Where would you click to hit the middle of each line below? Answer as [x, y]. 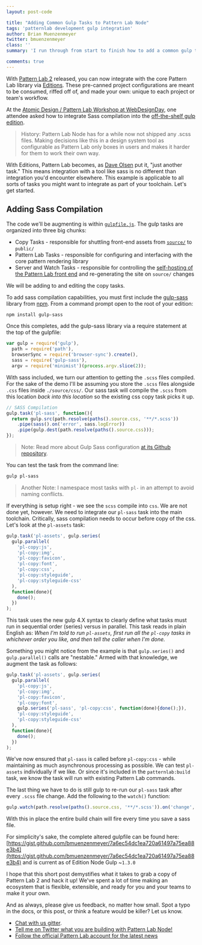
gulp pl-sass [23, 476]
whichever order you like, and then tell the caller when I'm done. [86, 639]
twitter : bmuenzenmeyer [36, 40]
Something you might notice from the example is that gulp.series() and [95, 651]
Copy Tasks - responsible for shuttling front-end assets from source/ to [103, 242]
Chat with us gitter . [38, 923]
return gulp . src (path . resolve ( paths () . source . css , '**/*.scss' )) [95, 419]
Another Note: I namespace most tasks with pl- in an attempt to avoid [107, 488]
